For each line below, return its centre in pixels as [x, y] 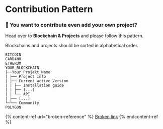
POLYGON [13, 107]
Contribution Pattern [49, 9]
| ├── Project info [26, 77]
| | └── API [18, 94]
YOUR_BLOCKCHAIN [22, 68]
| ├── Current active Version [37, 81]
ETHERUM [13, 64]
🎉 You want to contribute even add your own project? [71, 25]
